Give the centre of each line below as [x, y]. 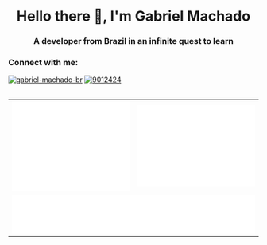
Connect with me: [43, 63]
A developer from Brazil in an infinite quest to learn [133, 41]
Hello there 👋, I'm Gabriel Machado [133, 16]
